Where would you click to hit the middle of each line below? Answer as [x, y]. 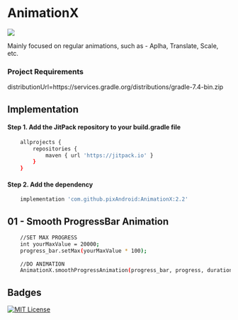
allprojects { [41, 142]
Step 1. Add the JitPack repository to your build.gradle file [94, 127]
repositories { [55, 149]
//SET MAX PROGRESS [49, 238]
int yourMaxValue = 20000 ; [60, 244]
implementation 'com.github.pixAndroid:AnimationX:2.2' [104, 199]
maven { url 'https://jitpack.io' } [99, 155]
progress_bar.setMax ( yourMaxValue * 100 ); [84, 251]
